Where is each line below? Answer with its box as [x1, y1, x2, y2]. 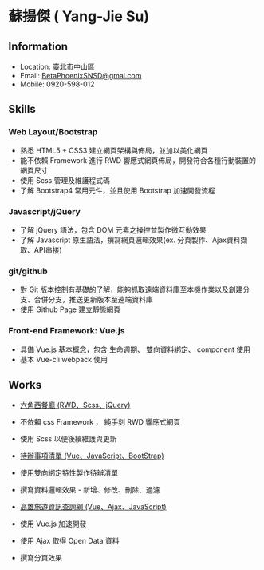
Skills [8, 102, 36, 116]
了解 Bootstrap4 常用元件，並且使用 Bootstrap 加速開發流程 [19, 185, 215, 195]
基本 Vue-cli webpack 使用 [19, 354, 108, 364]
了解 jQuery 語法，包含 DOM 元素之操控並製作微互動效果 [19, 225, 207, 234]
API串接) [33, 245, 62, 254]
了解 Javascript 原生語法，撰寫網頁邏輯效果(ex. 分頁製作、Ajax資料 [19, 235, 241, 245]
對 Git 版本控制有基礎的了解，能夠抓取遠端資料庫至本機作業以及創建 [19, 285, 243, 294]
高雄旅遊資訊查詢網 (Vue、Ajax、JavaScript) [19, 502, 167, 512]
